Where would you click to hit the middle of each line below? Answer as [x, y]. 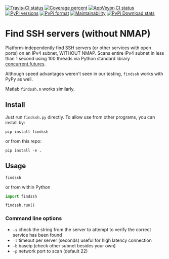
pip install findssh [27, 132]
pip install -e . [24, 150]
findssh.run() [20, 205]
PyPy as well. [19, 79]
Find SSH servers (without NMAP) [78, 34]
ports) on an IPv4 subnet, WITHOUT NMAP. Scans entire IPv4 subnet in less [85, 53]
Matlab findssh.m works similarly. [40, 89]
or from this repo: [24, 141]
